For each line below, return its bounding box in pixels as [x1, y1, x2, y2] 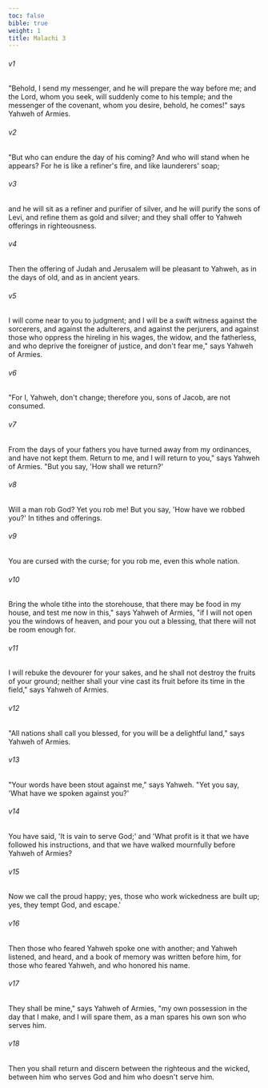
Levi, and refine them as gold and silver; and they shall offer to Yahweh [8, 212, 242, 222]
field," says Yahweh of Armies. [8, 685, 110, 695]
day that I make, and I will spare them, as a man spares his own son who [8, 1012, 246, 1022]
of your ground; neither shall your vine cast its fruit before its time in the [8, 676, 246, 686]
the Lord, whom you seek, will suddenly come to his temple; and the [8, 92, 234, 102]
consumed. [8, 401, 46, 411]
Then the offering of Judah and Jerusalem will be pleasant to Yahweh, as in [8, 264, 258, 274]
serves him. [8, 1020, 47, 1030]
